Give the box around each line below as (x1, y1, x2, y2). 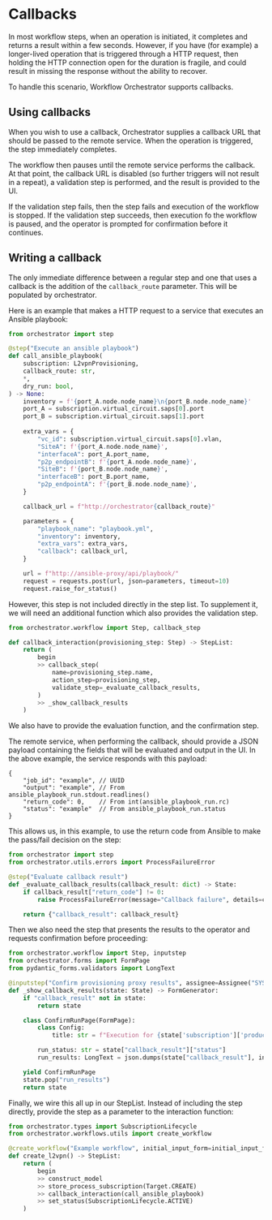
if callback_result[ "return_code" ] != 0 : (23, 888, 164, 896)
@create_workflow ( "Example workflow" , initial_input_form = (8, 1145, 212, 1153)
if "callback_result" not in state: (23, 994, 147, 1002)
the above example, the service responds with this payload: (8, 754, 207, 764)
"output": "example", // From (23, 784, 125, 792)
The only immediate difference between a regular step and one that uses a (8, 273, 257, 282)
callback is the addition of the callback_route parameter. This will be (8, 281, 237, 291)
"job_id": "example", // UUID (23, 777, 125, 785)
